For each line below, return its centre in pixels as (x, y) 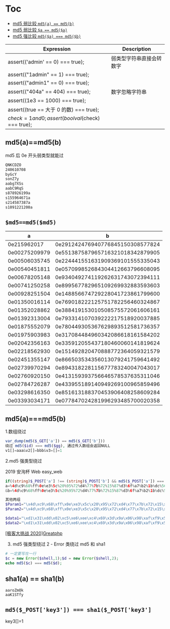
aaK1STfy (14, 595)
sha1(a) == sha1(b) (35, 579)
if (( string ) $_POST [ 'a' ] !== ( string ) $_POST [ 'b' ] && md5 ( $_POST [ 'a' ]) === (85, 481)
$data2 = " (14, 523)
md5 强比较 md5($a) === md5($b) (47, 36)
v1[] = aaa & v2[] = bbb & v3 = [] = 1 (34, 450)
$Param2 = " (16, 509)
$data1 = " (14, 518)
